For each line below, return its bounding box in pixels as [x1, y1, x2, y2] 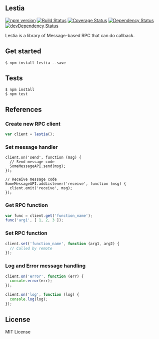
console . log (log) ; [9, 297, 48, 302]
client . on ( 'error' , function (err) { [5, 274, 84, 279]
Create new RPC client [5, 120, 61, 127]
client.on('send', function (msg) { [5, 155, 81, 160]
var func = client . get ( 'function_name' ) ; [5, 213, 93, 218]
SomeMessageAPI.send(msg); [9, 164, 66, 169]
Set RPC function [5, 230, 47, 237]
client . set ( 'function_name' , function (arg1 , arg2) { [5, 241, 120, 246]
